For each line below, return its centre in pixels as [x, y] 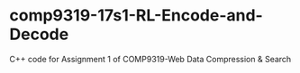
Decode [39, 34]
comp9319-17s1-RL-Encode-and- [136, 16]
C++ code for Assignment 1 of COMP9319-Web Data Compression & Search [150, 59]
